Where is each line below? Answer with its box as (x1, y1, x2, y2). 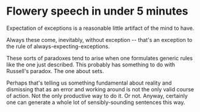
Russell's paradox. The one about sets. (6, 67, 104, 74)
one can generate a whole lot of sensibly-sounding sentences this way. (6, 99, 185, 106)
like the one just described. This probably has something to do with (6, 61, 176, 68)
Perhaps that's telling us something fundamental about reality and (6, 79, 172, 86)
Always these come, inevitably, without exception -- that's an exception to (6, 36, 193, 43)
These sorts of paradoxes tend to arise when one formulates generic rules (6, 54, 193, 61)
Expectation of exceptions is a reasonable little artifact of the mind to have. (6, 24, 195, 32)
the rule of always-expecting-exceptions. (6, 43, 110, 50)
